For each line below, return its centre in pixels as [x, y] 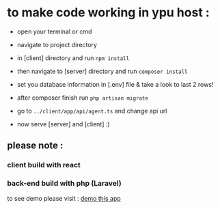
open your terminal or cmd [54, 31]
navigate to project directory [57, 44]
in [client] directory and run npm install [73, 58]
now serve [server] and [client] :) [64, 124]
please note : [35, 146]
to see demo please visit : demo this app [64, 198]
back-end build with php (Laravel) [64, 184]
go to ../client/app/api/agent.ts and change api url [92, 111]
